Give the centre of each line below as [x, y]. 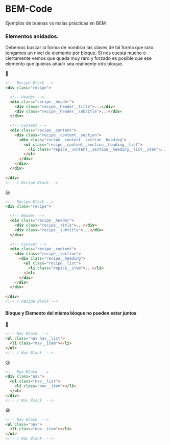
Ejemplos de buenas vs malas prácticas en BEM [56, 23]
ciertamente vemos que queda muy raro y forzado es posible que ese [79, 58]
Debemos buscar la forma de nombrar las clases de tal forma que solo [79, 48]
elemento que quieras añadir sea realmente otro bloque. [64, 64]
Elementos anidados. [32, 36]
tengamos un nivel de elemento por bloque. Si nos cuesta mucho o [76, 53]
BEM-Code [29, 9]
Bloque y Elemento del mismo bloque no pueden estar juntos [71, 313]
